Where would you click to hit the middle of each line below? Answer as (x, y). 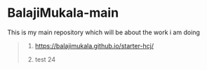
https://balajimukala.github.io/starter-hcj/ (94, 45)
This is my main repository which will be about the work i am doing (103, 32)
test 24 (45, 59)
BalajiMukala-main (63, 13)
